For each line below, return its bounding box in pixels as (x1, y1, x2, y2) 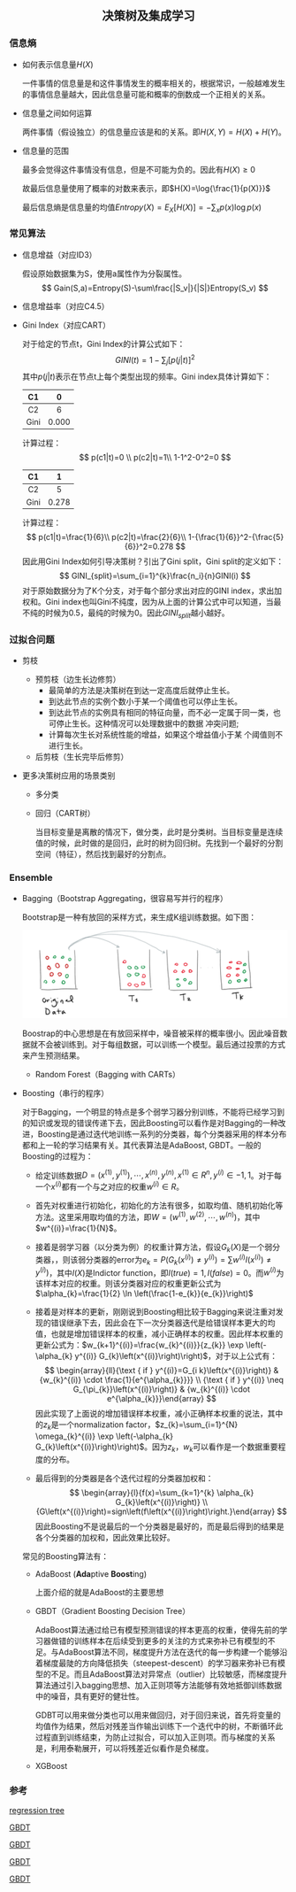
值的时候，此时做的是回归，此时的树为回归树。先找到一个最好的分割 (34, 838, 284, 848)
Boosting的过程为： (21, 1150, 94, 1162)
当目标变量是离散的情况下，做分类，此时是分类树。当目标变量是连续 (34, 827, 284, 838)
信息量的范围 (21, 145, 69, 156)
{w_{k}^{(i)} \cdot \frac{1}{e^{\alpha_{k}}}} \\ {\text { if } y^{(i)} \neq (39, 1375, 285, 1386)
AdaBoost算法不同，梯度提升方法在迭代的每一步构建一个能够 (58, 1647, 280, 1657)
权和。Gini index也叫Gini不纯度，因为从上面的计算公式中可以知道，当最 (21, 597, 282, 607)
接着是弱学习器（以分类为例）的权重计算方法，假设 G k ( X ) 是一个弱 (34, 1241, 273, 1255)
